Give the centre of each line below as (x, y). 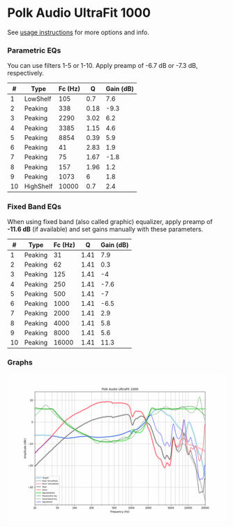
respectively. (25, 73)
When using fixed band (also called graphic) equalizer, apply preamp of (110, 222)
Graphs (20, 363)
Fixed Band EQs (34, 206)
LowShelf (38, 99)
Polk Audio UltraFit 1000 (79, 13)
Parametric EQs (34, 50)
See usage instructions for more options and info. (78, 32)
